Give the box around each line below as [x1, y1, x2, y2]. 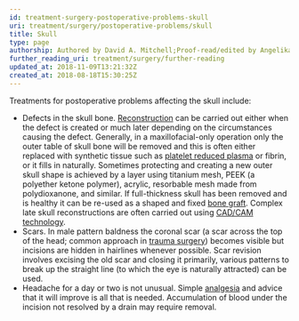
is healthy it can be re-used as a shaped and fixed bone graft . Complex [21, 197, 283, 208]
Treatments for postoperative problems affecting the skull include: [9, 95, 252, 106]
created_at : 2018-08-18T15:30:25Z [9, 71, 138, 80]
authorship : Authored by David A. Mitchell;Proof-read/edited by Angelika [9, 46, 293, 55]
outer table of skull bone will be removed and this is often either [21, 140, 256, 151]
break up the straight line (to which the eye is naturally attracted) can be [21, 263, 287, 274]
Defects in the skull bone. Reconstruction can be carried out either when [21, 112, 289, 123]
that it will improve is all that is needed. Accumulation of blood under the [21, 292, 287, 302]
